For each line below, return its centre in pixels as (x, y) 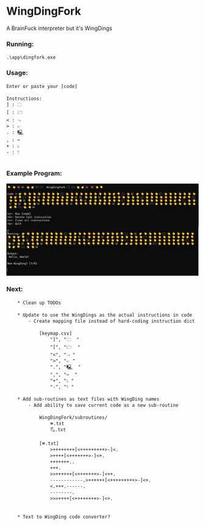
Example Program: (34, 174)
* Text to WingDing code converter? (64, 517)
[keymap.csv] (55, 333)
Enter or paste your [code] (42, 86)
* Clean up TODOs (39, 303)
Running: (20, 44)
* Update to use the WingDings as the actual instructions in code (105, 315)
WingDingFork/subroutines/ (73, 417)
